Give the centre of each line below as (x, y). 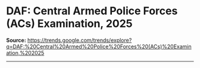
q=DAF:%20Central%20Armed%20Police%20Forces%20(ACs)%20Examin (99, 47)
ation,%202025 (25, 52)
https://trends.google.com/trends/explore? (80, 40)
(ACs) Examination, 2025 (69, 24)
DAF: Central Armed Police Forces (92, 11)
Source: (16, 40)
